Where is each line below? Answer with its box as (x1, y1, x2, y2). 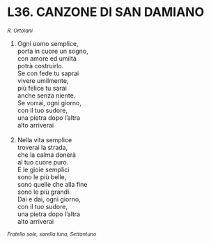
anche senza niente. (17, 91, 76, 100)
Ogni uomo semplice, (17, 39, 79, 47)
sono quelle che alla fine (17, 180, 88, 188)
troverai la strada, (17, 143, 68, 151)
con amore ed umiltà (17, 54, 77, 63)
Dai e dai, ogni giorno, (17, 195, 81, 203)
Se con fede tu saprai (17, 69, 79, 77)
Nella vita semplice (17, 135, 72, 144)
